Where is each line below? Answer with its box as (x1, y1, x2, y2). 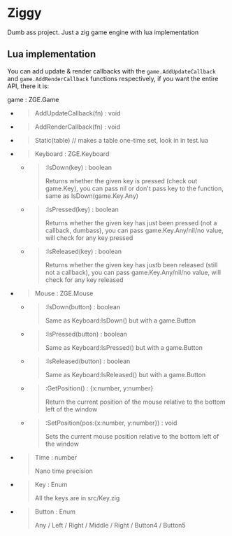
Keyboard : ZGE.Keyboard (34, 149, 110, 158)
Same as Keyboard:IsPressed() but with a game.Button (45, 343, 203, 351)
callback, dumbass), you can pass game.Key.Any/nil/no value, (45, 226, 224, 234)
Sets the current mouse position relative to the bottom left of (45, 432, 219, 440)
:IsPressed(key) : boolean (45, 205, 119, 213)
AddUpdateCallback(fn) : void (34, 108, 121, 117)
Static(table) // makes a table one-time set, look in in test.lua (34, 136, 208, 144)
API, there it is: (7, 82, 50, 90)
